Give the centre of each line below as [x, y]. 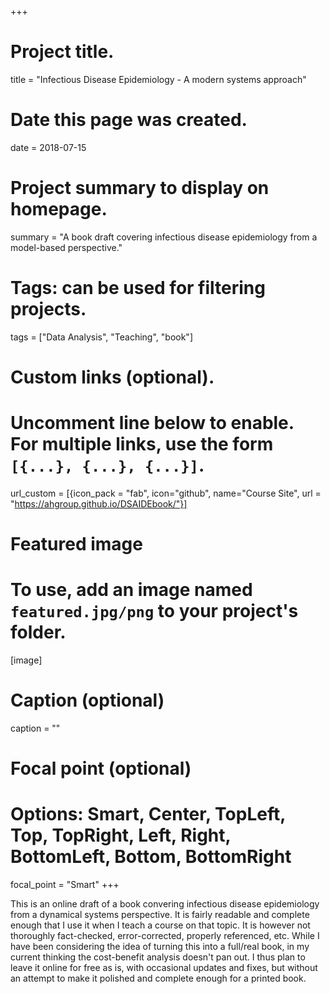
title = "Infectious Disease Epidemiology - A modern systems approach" [158, 79]
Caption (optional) [87, 700]
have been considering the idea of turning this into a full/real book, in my [160, 947]
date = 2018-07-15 [48, 147]
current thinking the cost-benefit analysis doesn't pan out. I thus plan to [158, 957]
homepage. [59, 209]
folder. [38, 632]
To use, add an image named [131, 590]
